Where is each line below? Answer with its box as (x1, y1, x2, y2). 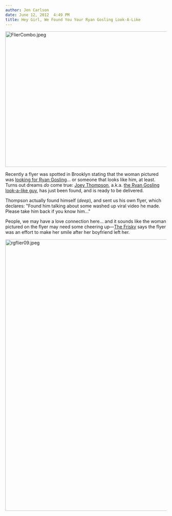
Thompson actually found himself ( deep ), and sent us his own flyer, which (5, 197, 162, 204)
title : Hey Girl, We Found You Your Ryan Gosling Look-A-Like (5, 17, 141, 22)
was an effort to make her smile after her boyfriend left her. (5, 229, 130, 235)
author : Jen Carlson (5, 7, 50, 13)
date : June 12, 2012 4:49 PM (5, 12, 70, 17)
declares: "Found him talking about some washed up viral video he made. (5, 203, 160, 209)
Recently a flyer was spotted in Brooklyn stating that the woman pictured (5, 171, 159, 177)
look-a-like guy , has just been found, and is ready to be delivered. (5, 188, 144, 194)
